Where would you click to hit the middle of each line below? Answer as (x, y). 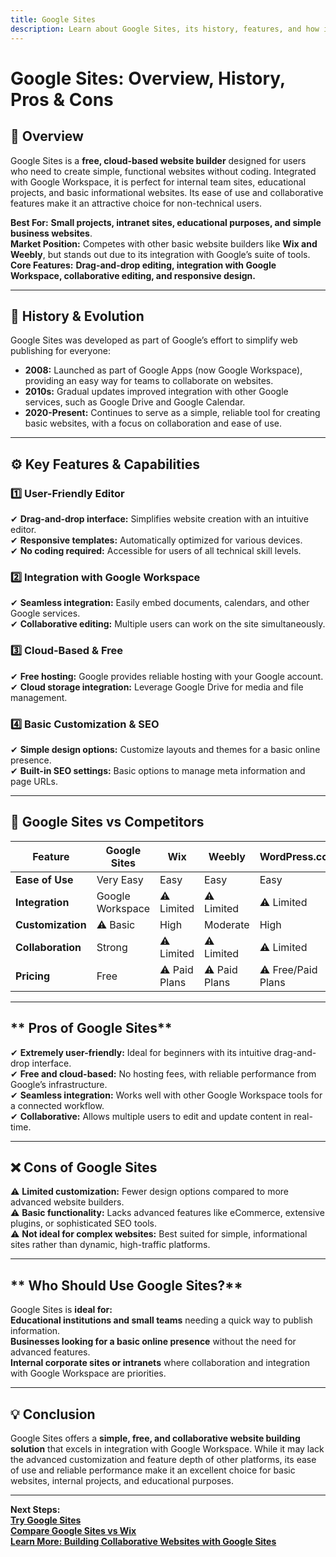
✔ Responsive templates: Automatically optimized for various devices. (156, 540)
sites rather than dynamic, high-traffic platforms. (110, 1245)
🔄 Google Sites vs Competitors (107, 822)
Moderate (227, 924)
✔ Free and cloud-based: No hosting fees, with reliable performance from (163, 1073)
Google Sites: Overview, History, (148, 78)
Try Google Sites (46, 1520)
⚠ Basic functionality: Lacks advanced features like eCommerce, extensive (167, 1213)
